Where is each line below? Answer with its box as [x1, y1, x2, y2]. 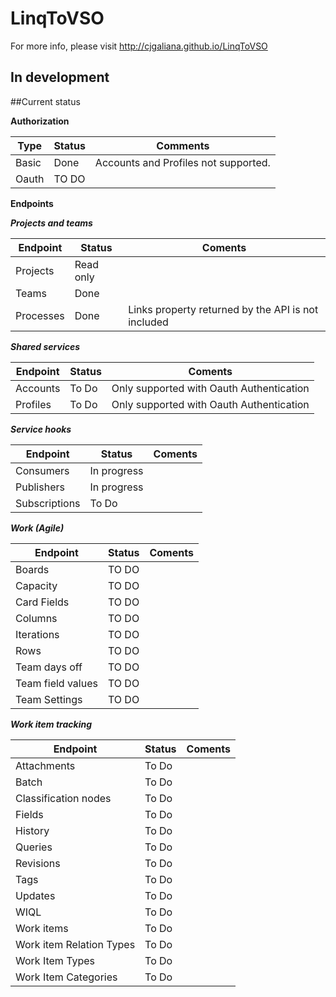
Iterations [15, 627, 60, 641]
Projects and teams [10, 217, 93, 229]
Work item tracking [10, 718, 92, 730]
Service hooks [10, 423, 72, 435]
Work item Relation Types [15, 937, 136, 951]
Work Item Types [15, 953, 96, 967]
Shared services [10, 340, 81, 352]
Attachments [15, 758, 76, 772]
